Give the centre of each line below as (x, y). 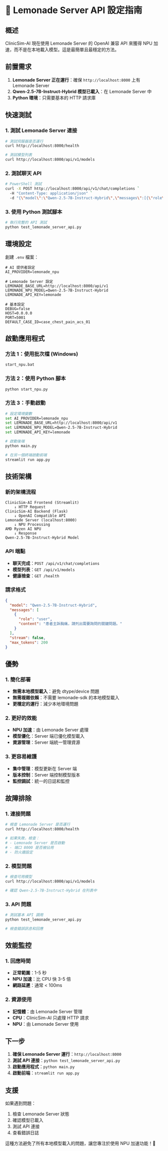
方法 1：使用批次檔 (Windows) (42, 354)
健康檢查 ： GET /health (36, 575)
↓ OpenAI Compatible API (40, 516)
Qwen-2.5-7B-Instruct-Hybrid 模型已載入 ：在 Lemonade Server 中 (82, 91)
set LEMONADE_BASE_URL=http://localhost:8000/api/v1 (61, 423)
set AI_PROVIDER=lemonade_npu (37, 418)
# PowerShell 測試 (23, 184)
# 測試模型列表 (19, 155)
